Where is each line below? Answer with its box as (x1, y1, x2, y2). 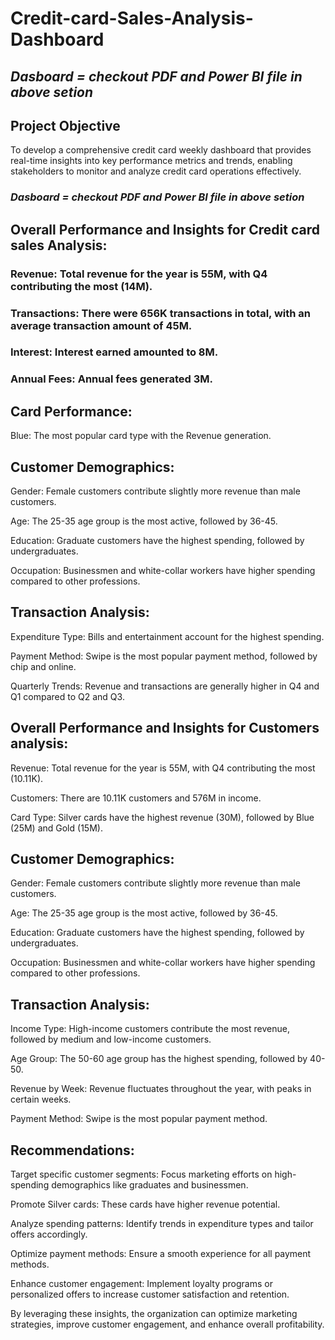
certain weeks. (10, 1093, 72, 1106)
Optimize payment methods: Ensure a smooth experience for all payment (10, 1248, 312, 1260)
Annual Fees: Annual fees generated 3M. (10, 372, 213, 386)
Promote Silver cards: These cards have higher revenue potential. (10, 1198, 281, 1211)
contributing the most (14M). (10, 279, 153, 293)
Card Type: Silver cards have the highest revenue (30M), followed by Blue (10, 811, 315, 823)
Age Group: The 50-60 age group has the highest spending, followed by (10, 1053, 308, 1065)
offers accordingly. (10, 1228, 88, 1241)
